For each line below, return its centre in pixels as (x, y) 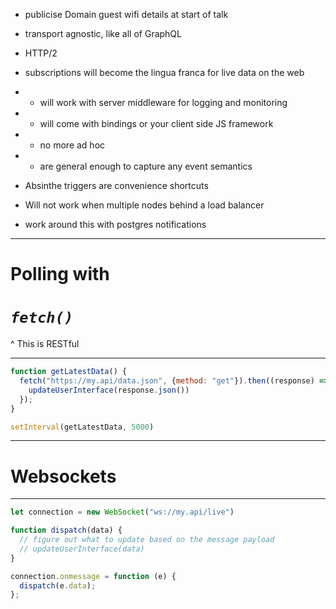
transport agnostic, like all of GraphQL (103, 33)
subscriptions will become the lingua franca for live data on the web (164, 72)
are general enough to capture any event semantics (146, 166)
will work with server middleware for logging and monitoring (163, 102)
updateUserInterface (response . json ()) (109, 390)
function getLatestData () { (69, 372)
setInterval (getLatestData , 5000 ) (82, 427)
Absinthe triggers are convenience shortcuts (116, 185)
